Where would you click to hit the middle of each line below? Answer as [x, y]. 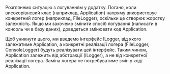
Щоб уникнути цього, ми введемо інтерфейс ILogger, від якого [73, 39]
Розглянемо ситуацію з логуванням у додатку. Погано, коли [71, 7]
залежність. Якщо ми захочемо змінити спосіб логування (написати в [81, 23]
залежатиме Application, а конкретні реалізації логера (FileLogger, [77, 44]
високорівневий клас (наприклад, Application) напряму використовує [81, 13]
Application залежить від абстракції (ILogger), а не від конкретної [76, 55]
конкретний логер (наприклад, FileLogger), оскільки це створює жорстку [85, 18]
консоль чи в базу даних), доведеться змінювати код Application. [76, 29]
